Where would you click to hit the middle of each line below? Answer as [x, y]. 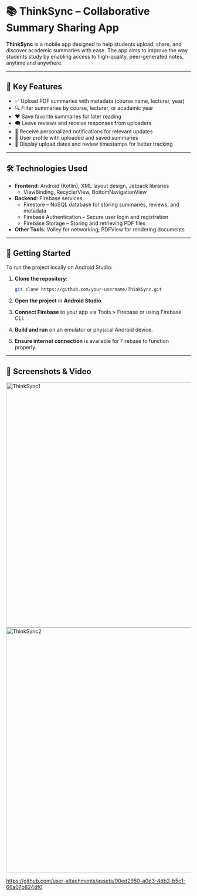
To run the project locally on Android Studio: [60, 267]
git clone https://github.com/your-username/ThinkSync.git [88, 289]
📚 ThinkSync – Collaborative [78, 11]
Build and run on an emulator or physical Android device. [84, 330]
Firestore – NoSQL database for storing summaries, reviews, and [101, 204]
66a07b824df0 [24, 887]
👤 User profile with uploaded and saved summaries [77, 137]
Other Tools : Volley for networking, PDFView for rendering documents [99, 229]
